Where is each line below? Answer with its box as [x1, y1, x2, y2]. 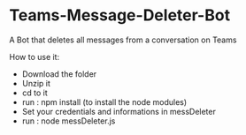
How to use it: [9, 51, 60, 62]
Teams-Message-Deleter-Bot [9, 5, 231, 26]
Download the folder [21, 68, 97, 79]
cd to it [21, 87, 49, 98]
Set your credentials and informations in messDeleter [21, 106, 217, 116]
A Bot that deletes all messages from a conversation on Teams [9, 34, 237, 45]
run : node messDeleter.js [21, 116, 116, 126]
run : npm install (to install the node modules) [21, 96, 188, 107]
